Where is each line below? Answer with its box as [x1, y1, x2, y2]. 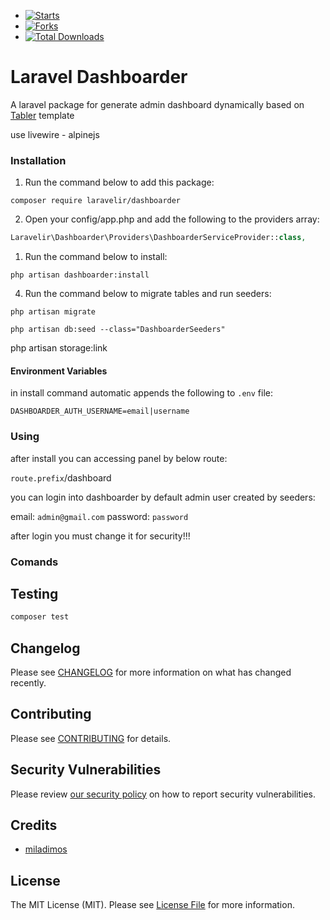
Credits [10, 817, 58, 834]
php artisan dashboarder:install [10, 270, 150, 280]
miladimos [24, 843, 68, 855]
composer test [10, 612, 70, 622]
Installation [10, 153, 67, 167]
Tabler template [10, 109, 75, 121]
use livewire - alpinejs [10, 128, 100, 140]
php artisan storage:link [10, 342, 108, 354]
